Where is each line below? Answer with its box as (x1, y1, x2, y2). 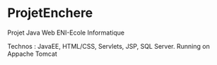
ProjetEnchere (7, 5, 93, 21)
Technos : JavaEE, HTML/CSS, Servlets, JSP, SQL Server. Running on (7, 42, 210, 50)
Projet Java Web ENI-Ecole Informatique (7, 28, 125, 37)
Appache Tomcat (7, 49, 58, 58)
